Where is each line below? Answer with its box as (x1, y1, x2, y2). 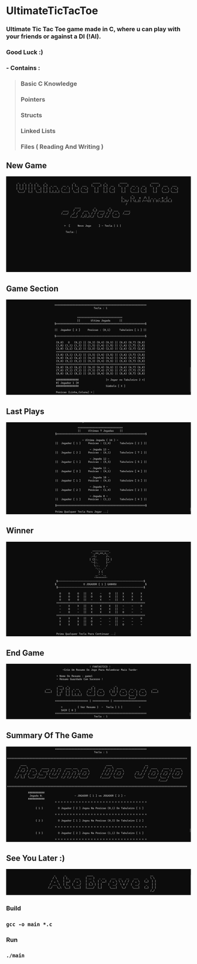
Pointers (20, 95, 46, 103)
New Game (6, 160, 47, 171)
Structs (20, 111, 43, 119)
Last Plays (6, 406, 45, 416)
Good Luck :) (6, 48, 43, 56)
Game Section (6, 283, 59, 294)
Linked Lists (20, 127, 56, 135)
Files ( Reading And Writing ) (20, 142, 104, 151)
